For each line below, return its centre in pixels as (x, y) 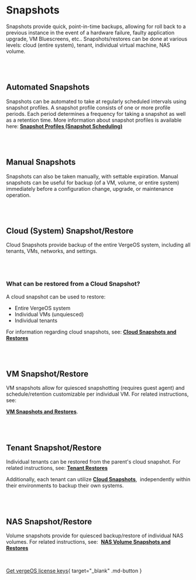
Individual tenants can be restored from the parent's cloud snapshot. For (93, 462)
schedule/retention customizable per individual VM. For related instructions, (97, 394)
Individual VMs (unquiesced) (49, 314)
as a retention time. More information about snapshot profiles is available (94, 120)
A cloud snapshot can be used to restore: (56, 297)
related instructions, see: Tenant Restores (57, 468)
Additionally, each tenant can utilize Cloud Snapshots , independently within (98, 479)
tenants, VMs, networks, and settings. (52, 251)
